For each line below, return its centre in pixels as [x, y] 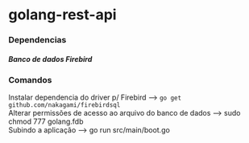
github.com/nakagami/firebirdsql [64, 105]
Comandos [30, 80]
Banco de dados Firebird [50, 59]
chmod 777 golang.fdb [46, 121]
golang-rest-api [62, 15]
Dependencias [37, 40]
